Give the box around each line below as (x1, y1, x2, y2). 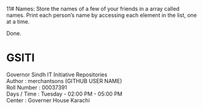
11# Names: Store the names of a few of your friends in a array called (6, 5, 180, 12)
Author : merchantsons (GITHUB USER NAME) (6, 77, 123, 84)
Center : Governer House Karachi (6, 96, 90, 104)
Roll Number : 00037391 (6, 84, 67, 91)
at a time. (6, 18, 30, 25)
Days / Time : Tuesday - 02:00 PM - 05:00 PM (6, 90, 123, 97)
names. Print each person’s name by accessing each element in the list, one (6, 12, 197, 19)
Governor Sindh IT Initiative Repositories (6, 71, 108, 78)
